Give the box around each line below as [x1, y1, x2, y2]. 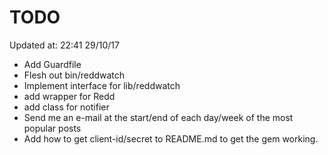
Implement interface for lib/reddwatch [23, 79, 181, 91]
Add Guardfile [23, 58, 82, 70]
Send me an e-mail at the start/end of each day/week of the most [23, 111, 294, 123]
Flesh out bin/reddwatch [23, 69, 126, 81]
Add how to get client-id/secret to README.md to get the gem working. [23, 132, 319, 145]
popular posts [23, 122, 82, 134]
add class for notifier [23, 101, 110, 113]
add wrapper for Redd [23, 90, 116, 102]
